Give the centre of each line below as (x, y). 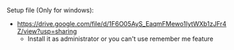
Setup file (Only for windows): (50, 10)
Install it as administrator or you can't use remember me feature (120, 39)
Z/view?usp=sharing (47, 31)
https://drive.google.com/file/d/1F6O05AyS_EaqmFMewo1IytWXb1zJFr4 (122, 24)
